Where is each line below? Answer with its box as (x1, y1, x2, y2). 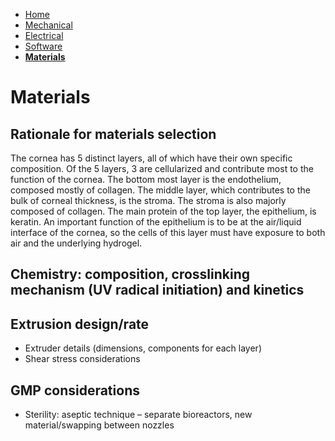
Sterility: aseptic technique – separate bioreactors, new (24, 409, 253, 421)
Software (24, 40, 63, 52)
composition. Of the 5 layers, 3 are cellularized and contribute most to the (10, 163, 314, 174)
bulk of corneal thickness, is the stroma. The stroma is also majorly (10, 195, 287, 206)
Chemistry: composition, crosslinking (10, 266, 251, 283)
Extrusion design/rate (10, 315, 150, 333)
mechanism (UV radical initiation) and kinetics (10, 282, 305, 299)
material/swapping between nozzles (24, 419, 175, 431)
